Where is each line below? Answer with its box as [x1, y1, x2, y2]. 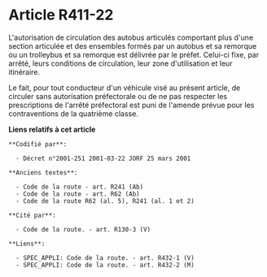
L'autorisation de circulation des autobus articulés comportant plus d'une [8, 32, 254, 42]
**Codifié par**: [8, 140, 68, 148]
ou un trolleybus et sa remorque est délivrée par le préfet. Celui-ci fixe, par [8, 50, 259, 59]
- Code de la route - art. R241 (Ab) [15, 183, 144, 191]
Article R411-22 [8, 6, 114, 24]
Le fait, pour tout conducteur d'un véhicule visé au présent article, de [8, 83, 241, 93]
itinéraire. [8, 67, 41, 76]
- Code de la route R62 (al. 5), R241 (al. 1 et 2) [15, 197, 195, 205]
